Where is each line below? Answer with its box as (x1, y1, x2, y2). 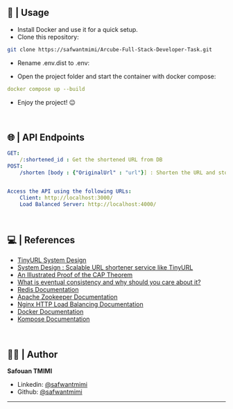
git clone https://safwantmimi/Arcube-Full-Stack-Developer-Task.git (7, 46, 213, 53)
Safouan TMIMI (7, 367, 53, 375)
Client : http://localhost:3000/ (19, 194, 113, 201)
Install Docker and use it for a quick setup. (17, 25, 139, 33)
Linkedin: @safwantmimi (17, 381, 88, 389)
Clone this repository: (17, 33, 79, 41)
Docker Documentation (17, 308, 84, 316)
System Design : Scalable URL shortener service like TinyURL (17, 263, 193, 272)
